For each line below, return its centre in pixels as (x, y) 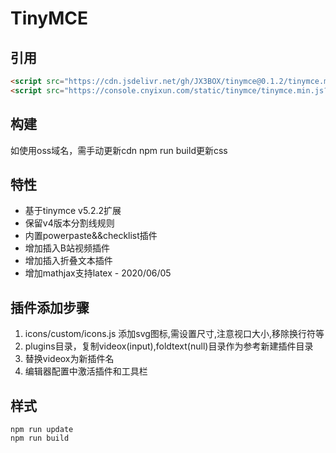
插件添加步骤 (50, 307)
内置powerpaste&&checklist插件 (91, 236)
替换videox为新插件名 (69, 359)
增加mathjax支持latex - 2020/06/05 (98, 273)
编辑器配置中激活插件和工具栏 (86, 371)
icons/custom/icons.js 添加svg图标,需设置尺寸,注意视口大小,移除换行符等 (174, 334)
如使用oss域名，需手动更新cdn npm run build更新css (119, 150)
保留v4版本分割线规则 (69, 223)
